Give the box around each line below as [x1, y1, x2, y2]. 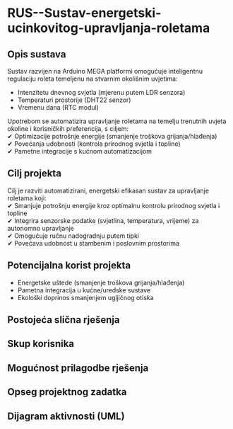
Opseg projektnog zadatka [7, 386, 127, 398]
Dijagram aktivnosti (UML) [7, 410, 125, 422]
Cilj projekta [7, 168, 62, 180]
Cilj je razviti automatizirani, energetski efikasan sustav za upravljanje [7, 186, 210, 195]
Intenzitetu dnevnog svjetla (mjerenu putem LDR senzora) [17, 88, 186, 96]
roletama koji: [7, 193, 47, 202]
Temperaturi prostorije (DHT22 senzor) [17, 96, 131, 104]
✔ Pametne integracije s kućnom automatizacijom [7, 147, 152, 155]
